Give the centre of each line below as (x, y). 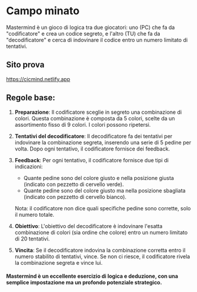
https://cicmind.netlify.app (38, 79)
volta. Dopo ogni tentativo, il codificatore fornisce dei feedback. (92, 149)
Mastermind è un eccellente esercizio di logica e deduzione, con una (92, 276)
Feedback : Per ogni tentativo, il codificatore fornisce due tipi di (91, 160)
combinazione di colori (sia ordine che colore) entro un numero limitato (101, 232)
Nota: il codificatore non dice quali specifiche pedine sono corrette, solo (103, 208)
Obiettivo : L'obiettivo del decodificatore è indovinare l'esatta (88, 226)
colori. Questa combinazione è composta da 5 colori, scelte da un (95, 118)
